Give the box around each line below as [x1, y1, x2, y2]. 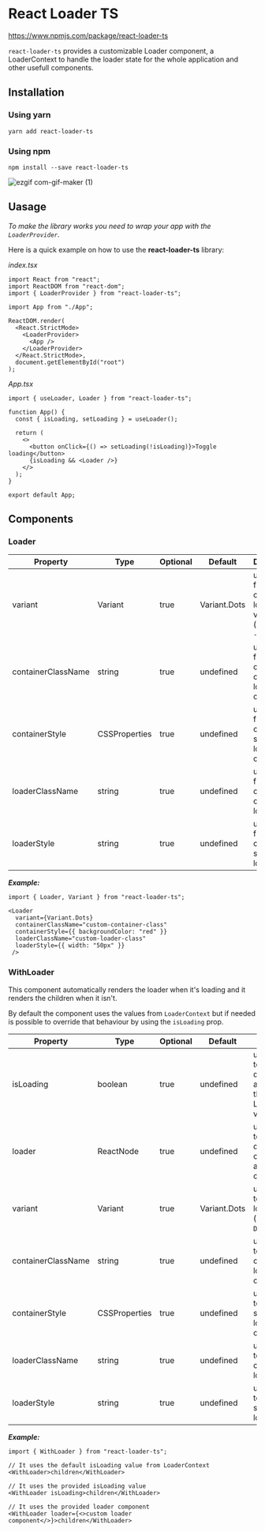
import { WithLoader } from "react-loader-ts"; [8, 1448, 168, 1455]
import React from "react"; [8, 275, 101, 283]
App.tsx [8, 379, 34, 388]
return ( [15, 429, 44, 436]
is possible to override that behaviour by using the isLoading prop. [8, 1017, 224, 1026]
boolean [97, 1078, 128, 1089]
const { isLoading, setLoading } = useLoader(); [15, 415, 178, 423]
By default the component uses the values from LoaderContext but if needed [8, 1008, 256, 1018]
